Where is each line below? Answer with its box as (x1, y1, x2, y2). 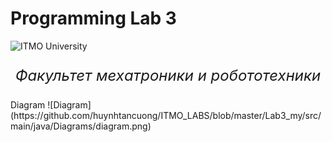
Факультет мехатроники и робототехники (14, 65, 322, 85)
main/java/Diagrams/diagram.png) (10, 120, 152, 132)
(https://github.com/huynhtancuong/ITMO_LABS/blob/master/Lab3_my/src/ (10, 109, 322, 121)
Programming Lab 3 (10, 7, 177, 30)
